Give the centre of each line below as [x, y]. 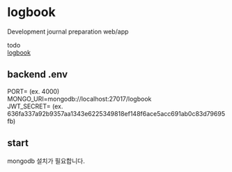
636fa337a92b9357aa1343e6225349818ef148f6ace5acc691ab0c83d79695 [116, 113]
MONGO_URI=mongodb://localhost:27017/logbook [79, 99]
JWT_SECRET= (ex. [35, 106]
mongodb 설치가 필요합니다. [46, 161]
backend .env [38, 74]
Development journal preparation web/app [68, 31]
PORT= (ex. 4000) [33, 91]
